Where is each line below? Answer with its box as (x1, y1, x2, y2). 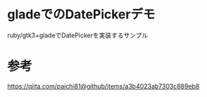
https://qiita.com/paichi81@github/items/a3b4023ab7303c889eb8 (7, 82, 200, 90)
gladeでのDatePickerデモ (7, 6, 156, 22)
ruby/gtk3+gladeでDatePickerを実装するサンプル (7, 31, 149, 39)
